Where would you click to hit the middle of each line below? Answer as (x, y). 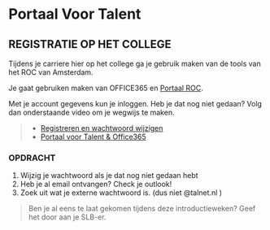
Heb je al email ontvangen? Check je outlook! (96, 184)
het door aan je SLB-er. (67, 217)
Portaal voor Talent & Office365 (93, 137)
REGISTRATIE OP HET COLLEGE (90, 44)
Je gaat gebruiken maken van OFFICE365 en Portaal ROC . (106, 88)
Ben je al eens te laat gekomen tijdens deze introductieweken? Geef (142, 209)
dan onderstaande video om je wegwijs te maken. (91, 112)
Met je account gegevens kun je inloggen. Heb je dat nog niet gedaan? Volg (135, 104)
